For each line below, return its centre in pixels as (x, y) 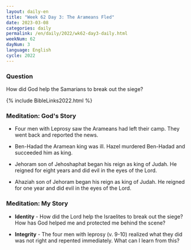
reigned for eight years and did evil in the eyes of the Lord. (86, 171)
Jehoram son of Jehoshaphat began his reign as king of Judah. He (95, 164)
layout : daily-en (27, 12)
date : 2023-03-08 (27, 22)
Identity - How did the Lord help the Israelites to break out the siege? (99, 216)
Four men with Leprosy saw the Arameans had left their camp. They (97, 129)
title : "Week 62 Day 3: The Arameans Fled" (60, 17)
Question (20, 76)
